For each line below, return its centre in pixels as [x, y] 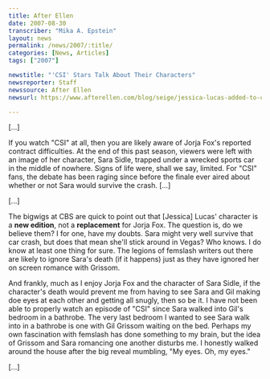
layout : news [30, 38]
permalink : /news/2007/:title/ [61, 46]
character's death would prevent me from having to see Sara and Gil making [135, 292]
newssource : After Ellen [50, 90]
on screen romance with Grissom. [64, 268]
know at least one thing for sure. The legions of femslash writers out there [131, 251]
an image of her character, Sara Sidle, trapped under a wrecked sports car [131, 160]
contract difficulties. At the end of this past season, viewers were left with [130, 151]
